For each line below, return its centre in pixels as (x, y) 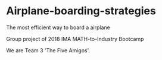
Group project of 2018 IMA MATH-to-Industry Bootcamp (75, 39)
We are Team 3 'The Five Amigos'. (48, 50)
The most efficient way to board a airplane (58, 27)
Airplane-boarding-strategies (81, 11)
